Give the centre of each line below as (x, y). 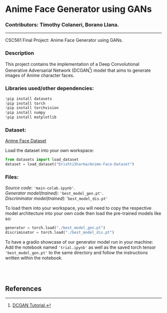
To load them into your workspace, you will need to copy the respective (78, 208)
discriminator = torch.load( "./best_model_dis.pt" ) (60, 233)
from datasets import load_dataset (42, 160)
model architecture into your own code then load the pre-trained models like (83, 213)
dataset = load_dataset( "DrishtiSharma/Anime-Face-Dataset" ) (70, 164)
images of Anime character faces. (40, 75)
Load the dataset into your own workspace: (50, 151)
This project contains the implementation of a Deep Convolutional (72, 64)
